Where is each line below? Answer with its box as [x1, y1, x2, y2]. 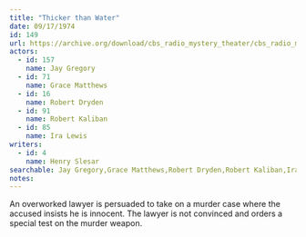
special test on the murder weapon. [9, 218, 143, 229]
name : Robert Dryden [25, 97, 104, 107]
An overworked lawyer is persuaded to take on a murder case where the [9, 199, 280, 210]
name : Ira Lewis [25, 132, 88, 141]
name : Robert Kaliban [25, 114, 107, 123]
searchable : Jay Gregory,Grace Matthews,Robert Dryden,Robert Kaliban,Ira [9, 165, 300, 174]
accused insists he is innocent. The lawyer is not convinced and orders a [9, 208, 283, 219]
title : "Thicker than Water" [9, 13, 120, 23]
